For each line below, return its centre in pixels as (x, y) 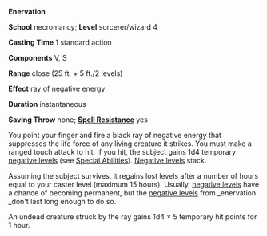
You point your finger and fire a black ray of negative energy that (115, 135)
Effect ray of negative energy (57, 88)
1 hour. (19, 225)
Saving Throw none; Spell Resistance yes (78, 120)
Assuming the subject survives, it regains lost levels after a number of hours (133, 176)
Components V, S (38, 58)
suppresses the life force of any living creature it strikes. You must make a (130, 144)
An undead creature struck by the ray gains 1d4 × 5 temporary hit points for (133, 217)
